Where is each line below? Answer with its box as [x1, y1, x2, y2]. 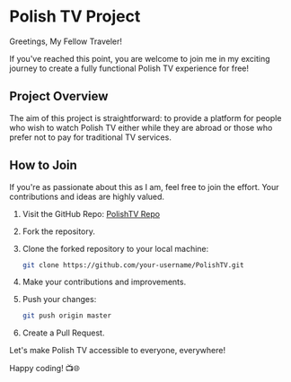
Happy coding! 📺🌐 [9, 363, 81, 374]
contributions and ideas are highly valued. [9, 191, 164, 202]
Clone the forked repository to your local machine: [22, 243, 209, 254]
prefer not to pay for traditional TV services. [9, 132, 172, 143]
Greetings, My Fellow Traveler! [9, 36, 123, 47]
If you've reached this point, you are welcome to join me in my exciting [9, 53, 271, 64]
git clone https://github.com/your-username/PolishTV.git [22, 260, 244, 270]
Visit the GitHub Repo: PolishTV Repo [22, 208, 160, 219]
